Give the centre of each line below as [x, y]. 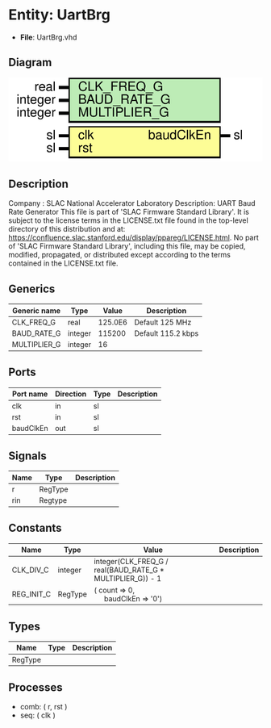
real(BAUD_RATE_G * [129, 570]
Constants [35, 528]
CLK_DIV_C [30, 570]
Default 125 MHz [163, 322]
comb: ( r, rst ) [44, 707]
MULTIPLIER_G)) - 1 [128, 579]
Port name [30, 394]
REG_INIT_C [31, 594]
